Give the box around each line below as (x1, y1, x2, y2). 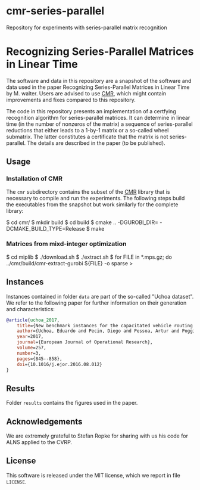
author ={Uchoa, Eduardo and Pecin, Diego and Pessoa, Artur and (17, 328, 180, 334)
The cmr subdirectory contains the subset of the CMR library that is (6, 188, 170, 195)
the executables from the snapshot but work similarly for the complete (6, 201, 179, 208)
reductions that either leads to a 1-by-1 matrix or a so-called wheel (6, 126, 169, 134)
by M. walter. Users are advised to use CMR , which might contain (6, 89, 167, 97)
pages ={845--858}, (17, 356, 62, 362)
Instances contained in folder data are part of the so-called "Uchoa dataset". (6, 293, 194, 300)
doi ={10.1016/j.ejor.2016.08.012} (17, 361, 102, 367)
